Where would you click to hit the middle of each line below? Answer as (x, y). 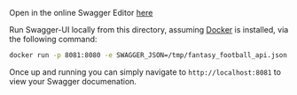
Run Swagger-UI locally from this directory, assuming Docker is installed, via (149, 29)
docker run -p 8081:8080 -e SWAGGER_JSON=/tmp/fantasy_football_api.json (148, 55)
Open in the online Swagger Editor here (81, 13)
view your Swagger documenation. (73, 81)
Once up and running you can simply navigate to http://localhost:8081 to (145, 72)
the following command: (53, 39)
